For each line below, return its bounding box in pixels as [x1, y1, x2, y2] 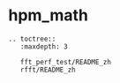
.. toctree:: [8, 34, 56, 43]
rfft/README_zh [19, 65, 76, 74]
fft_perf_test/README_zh [19, 57, 112, 66]
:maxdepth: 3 [19, 41, 68, 51]
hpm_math [8, 5, 89, 26]
